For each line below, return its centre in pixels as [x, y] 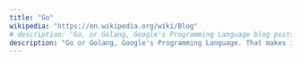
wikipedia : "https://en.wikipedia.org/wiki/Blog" [104, 26]
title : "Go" [31, 17]
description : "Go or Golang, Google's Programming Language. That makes [148, 43]
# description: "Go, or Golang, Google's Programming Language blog [140, 34]
